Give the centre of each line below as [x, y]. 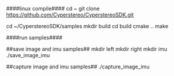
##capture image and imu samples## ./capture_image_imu [78, 67]
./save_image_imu [28, 55]
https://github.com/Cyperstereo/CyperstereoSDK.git [70, 15]
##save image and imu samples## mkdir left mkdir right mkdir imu [87, 49]
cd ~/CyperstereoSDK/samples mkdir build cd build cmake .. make [87, 26]
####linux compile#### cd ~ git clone [53, 9]
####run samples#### [34, 37]
